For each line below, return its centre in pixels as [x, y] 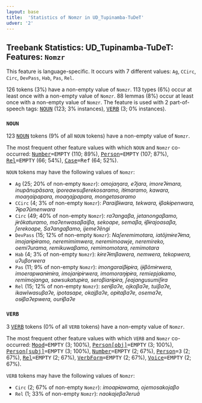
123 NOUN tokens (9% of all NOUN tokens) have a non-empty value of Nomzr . [98, 136]
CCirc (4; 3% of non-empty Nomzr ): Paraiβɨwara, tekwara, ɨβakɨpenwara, [105, 203]
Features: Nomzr [36, 57]
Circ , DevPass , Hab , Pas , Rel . [40, 78]
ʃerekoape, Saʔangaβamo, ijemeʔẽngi [62, 229]
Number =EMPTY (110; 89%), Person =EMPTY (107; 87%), [100, 154]
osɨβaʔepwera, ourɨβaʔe [45, 299]
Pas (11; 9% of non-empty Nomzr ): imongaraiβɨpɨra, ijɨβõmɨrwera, [94, 267]
